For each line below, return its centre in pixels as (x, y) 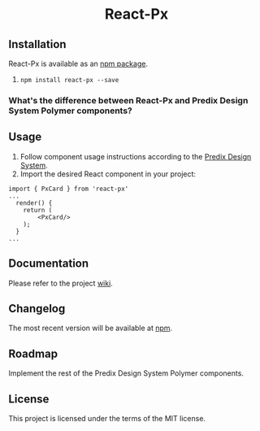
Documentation (49, 264)
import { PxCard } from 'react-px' (69, 189)
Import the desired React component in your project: (108, 174)
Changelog (37, 309)
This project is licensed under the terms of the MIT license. (107, 418)
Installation (37, 44)
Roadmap (33, 353)
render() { (34, 203)
